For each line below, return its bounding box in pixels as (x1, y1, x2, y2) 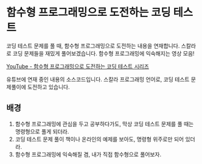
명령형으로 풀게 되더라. (15, 127, 69, 135)
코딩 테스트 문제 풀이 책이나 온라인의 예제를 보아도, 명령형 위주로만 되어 (15, 135, 184, 143)
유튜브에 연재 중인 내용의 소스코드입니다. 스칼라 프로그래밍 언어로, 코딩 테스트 (6, 76, 190, 83)
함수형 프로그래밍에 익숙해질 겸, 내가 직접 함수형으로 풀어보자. (15, 151, 162, 158)
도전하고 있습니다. (27, 83, 70, 90)
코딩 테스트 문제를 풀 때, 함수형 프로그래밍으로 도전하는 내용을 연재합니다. (6, 42, 180, 49)
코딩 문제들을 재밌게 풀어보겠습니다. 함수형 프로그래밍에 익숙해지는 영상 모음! (12, 49, 195, 57)
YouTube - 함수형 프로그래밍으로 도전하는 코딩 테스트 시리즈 (6, 62, 149, 70)
